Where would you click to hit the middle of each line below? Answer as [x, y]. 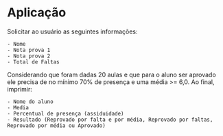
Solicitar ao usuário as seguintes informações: [73, 31]
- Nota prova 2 [29, 56]
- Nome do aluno [30, 101]
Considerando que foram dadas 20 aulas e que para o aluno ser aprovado [111, 74]
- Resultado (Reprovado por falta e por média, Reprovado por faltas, [110, 120]
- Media [18, 107]
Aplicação [37, 13]
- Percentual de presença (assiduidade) [66, 113]
